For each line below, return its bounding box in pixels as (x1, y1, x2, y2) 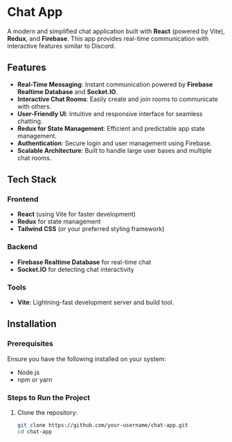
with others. (17, 102, 52, 111)
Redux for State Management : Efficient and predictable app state (17, 124, 206, 132)
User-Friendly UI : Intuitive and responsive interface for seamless (17, 109, 203, 118)
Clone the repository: (17, 409, 78, 417)
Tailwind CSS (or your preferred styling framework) (17, 225, 165, 233)
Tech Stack (7, 174, 57, 185)
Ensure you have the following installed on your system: (7, 354, 166, 363)
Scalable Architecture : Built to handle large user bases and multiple (17, 146, 212, 154)
